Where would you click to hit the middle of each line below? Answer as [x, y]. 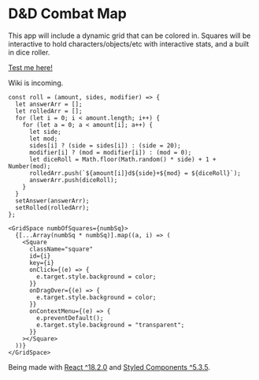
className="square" [61, 249]
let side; [45, 132]
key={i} [42, 263]
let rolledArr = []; [49, 111]
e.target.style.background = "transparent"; [111, 325]
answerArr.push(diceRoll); [73, 180]
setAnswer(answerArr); [52, 201]
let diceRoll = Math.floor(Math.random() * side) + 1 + [122, 159]
